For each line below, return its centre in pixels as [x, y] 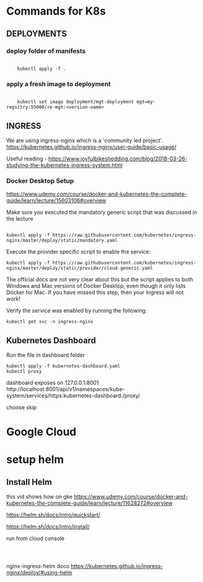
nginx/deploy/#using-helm [39, 573]
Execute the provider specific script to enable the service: [78, 252]
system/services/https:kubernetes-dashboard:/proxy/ [73, 395]
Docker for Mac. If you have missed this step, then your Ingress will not [95, 292]
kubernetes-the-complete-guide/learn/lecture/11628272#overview [89, 503]
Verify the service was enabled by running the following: [77, 310]
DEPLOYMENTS [37, 34]
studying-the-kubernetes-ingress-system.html [65, 165]
